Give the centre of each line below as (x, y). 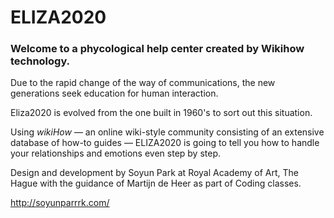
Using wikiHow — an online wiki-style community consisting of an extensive (167, 132)
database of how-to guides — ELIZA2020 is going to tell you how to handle (165, 143)
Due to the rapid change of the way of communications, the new (143, 83)
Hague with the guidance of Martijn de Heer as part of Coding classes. (156, 183)
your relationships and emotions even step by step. (116, 153)
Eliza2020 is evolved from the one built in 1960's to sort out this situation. (161, 113)
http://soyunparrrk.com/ (60, 203)
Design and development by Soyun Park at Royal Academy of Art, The (154, 173)
